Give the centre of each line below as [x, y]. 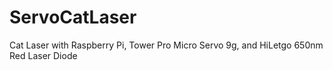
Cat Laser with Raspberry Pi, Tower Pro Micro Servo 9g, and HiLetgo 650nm [166, 45]
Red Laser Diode [43, 55]
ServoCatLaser [73, 17]
